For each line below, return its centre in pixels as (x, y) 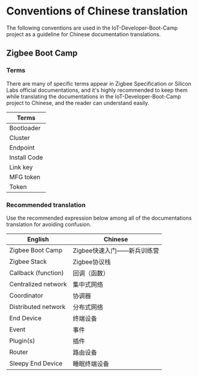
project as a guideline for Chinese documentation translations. (84, 34)
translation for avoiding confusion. (49, 224)
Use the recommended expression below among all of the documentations (99, 218)
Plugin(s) (22, 340)
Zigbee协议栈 (92, 262)
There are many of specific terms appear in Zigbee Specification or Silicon (99, 83)
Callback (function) (37, 273)
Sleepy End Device (36, 363)
